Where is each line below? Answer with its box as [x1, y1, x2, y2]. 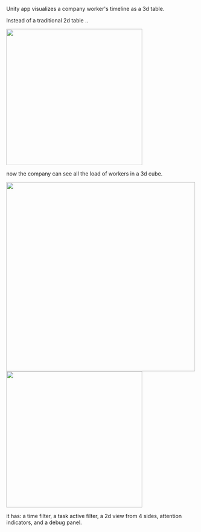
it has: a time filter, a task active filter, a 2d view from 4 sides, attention [6, 513, 182, 519]
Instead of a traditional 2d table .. [6, 17, 89, 24]
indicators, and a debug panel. [6, 519, 83, 526]
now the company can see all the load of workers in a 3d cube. [6, 170, 163, 177]
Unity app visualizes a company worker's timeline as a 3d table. [6, 5, 165, 12]
